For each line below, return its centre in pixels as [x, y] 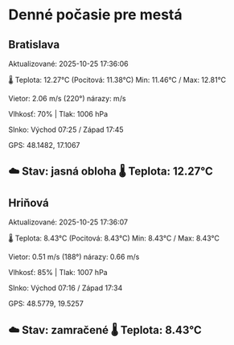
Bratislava [34, 45]
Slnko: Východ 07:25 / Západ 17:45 [66, 129]
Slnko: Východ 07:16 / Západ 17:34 [66, 288]
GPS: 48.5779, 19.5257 [46, 304]
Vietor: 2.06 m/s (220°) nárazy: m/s [67, 99]
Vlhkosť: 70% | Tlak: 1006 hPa [58, 114]
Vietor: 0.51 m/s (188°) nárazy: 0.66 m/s [74, 257]
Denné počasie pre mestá [95, 15]
